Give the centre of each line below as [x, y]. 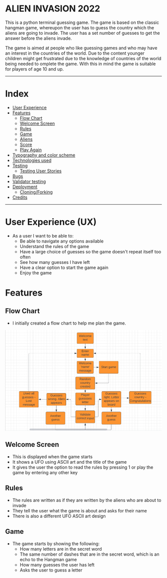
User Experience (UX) [51, 222]
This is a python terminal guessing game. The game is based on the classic [82, 22]
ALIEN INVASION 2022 [53, 9]
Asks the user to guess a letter [51, 570]
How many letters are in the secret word [61, 549]
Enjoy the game [36, 273]
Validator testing [29, 181]
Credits [20, 197]
